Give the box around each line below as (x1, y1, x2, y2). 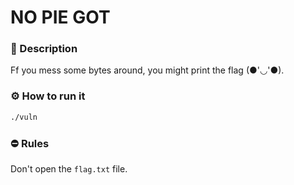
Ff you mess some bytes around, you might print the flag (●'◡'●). (10, 64, 285, 76)
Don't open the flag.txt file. (10, 162, 128, 175)
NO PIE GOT (10, 6, 111, 29)
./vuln (10, 112, 38, 122)
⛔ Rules (10, 136, 50, 150)
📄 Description (10, 42, 78, 56)
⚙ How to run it (10, 89, 86, 103)
